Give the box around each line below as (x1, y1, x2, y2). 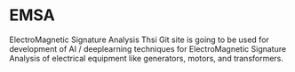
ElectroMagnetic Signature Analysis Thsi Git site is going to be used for (9, 34, 269, 45)
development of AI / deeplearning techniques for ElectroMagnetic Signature (9, 43, 287, 54)
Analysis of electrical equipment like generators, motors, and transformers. (9, 53, 284, 63)
